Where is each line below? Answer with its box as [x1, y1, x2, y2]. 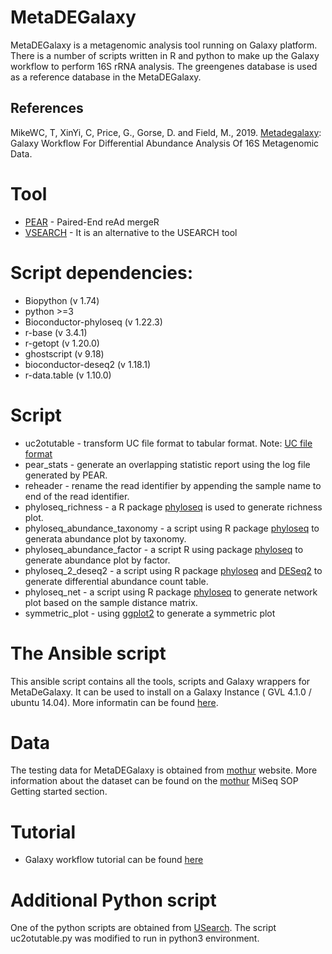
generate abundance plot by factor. [24, 554, 171, 566]
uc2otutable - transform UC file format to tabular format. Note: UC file [24, 437, 313, 449]
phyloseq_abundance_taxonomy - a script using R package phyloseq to [24, 522, 320, 534]
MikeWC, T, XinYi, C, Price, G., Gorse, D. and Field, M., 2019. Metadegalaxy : [10, 126, 322, 138]
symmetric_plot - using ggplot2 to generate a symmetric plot [24, 607, 276, 619]
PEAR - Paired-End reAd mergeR [24, 216, 160, 228]
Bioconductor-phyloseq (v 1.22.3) [24, 316, 163, 328]
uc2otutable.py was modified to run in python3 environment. [10, 932, 260, 945]
